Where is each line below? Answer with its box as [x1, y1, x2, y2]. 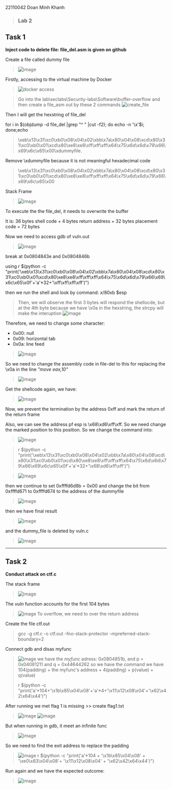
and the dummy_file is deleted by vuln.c [5, 527, 89, 534]
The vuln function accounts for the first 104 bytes [5, 601, 110, 607]
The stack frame [5, 581, 40, 587]
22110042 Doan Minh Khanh [5, 5, 65, 10]
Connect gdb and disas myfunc [5, 646, 72, 652]
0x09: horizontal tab [12, 335, 56, 342]
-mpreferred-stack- [109, 630, 151, 636]
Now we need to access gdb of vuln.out [5, 233, 90, 240]
